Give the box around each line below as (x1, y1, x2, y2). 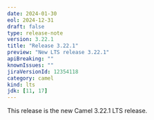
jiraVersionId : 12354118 (7, 68, 79, 75)
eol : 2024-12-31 (7, 17, 54, 24)
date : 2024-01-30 (7, 10, 57, 17)
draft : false (7, 23, 45, 30)
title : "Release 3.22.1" (7, 42, 79, 49)
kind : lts (7, 81, 36, 88)
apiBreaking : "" (7, 55, 54, 62)
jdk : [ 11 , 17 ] (7, 87, 48, 94)
